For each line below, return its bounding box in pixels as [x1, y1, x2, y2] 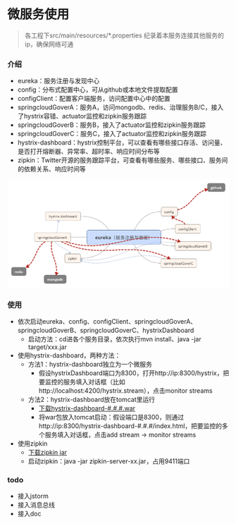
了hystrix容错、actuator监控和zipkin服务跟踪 [17, 112, 147, 121]
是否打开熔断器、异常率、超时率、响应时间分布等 [17, 147, 160, 156]
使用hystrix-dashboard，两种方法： [17, 351, 121, 360]
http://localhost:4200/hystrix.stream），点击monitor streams [38, 386, 213, 395]
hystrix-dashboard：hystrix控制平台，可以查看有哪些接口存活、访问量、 [17, 138, 227, 147]
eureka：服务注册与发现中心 [17, 77, 100, 85]
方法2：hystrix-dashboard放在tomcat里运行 [27, 396, 155, 404]
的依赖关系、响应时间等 [17, 165, 86, 173]
